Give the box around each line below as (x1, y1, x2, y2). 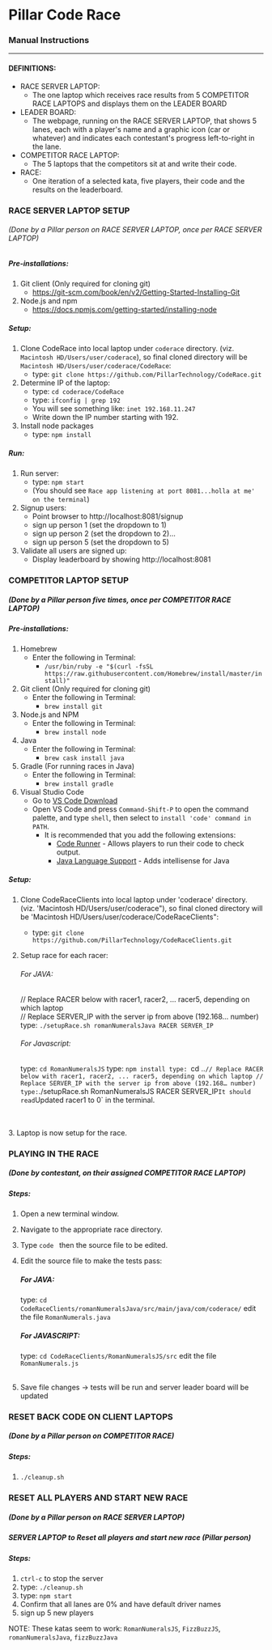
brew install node (44, 728, 107, 737)
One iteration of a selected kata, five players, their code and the (32, 176, 245, 185)
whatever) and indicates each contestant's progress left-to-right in (32, 133, 255, 142)
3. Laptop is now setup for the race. (8, 1127, 128, 1138)
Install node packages (19, 421, 95, 431)
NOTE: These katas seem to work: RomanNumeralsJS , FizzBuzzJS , (8, 1623, 221, 1633)
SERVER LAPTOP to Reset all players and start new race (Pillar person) (8, 1533, 252, 1542)
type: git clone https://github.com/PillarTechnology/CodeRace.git (32, 370, 262, 380)
